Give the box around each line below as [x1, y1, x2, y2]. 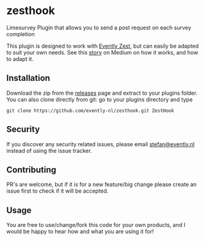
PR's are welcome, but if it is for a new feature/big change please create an [6, 181, 197, 188]
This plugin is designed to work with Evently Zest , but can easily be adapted [6, 42, 199, 50]
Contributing [6, 165, 56, 175]
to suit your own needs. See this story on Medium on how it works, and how [6, 48, 198, 56]
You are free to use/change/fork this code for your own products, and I [6, 221, 186, 229]
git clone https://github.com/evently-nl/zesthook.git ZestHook [6, 108, 174, 114]
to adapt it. [6, 55, 34, 62]
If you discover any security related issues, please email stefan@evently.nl [6, 140, 195, 147]
